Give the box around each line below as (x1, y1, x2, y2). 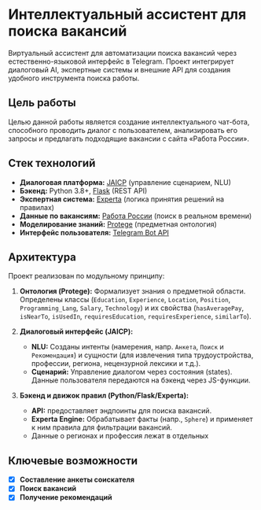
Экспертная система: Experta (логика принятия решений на (19, 194, 225, 204)
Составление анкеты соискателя (19, 475, 135, 485)
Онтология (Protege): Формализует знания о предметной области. (19, 286, 246, 296)
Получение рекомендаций (19, 493, 112, 502)
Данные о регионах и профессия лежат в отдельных (31, 431, 209, 441)
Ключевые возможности (8, 454, 138, 468)
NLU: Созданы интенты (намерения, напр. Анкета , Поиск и (31, 342, 224, 352)
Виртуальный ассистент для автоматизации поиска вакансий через (8, 48, 237, 57)
